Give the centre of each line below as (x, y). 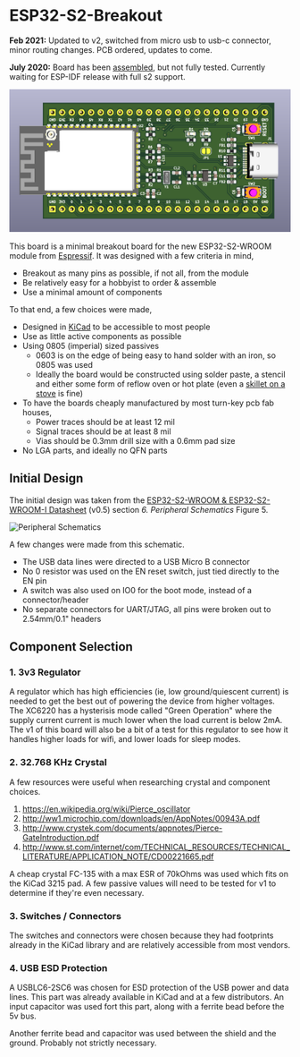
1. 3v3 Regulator (45, 672)
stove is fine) (59, 393)
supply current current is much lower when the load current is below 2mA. (146, 720)
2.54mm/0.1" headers (62, 618)
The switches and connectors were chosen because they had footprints (142, 935)
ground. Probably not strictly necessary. (83, 1043)
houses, (37, 412)
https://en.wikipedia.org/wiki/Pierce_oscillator (106, 809)
